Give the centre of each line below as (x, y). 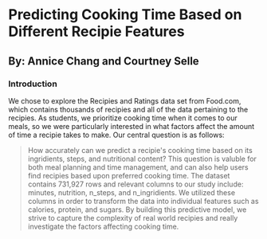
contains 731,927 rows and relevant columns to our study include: (135, 184)
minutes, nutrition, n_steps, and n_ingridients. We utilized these (132, 192)
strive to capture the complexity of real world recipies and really (133, 217)
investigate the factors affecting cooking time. (103, 226)
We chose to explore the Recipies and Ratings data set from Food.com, (125, 100)
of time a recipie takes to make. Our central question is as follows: (116, 135)
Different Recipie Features (96, 31)
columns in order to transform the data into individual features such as (143, 201)
